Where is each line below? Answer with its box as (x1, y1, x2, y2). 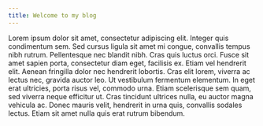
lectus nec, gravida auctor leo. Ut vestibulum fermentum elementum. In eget (8, 75, 256, 84)
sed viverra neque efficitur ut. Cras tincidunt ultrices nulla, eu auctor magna (8, 91, 254, 101)
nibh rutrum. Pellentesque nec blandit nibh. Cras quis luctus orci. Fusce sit (8, 50, 250, 59)
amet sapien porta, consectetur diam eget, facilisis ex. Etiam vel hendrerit (8, 58, 246, 68)
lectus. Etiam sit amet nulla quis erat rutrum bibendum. (8, 108, 185, 118)
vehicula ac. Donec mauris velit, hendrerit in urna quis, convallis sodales (8, 100, 243, 109)
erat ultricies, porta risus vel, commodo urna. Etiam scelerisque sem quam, (8, 83, 252, 93)
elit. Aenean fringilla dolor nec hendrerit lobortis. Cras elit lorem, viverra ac (8, 66, 250, 76)
